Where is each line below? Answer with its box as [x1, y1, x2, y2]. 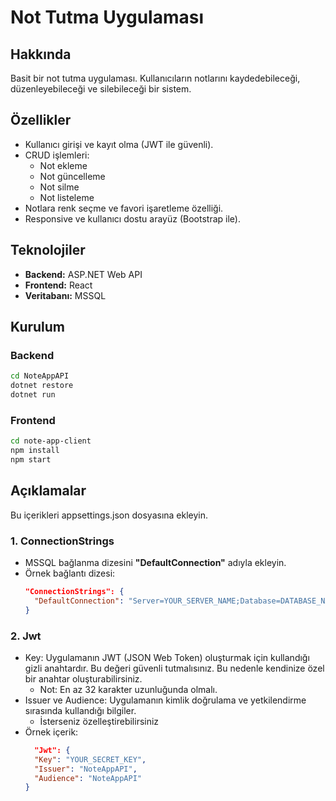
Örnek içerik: [24, 726, 79, 738]
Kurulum [10, 319, 66, 336]
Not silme [39, 181, 80, 193]
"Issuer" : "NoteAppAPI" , [34, 764, 138, 774]
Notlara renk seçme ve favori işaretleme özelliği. [24, 202, 224, 214]
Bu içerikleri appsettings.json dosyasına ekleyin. [10, 509, 209, 521]
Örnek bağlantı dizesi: [24, 567, 116, 579]
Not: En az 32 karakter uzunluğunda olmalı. [39, 683, 218, 695]
